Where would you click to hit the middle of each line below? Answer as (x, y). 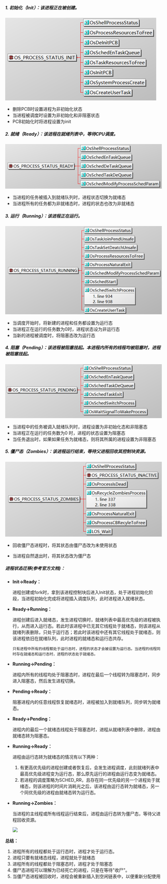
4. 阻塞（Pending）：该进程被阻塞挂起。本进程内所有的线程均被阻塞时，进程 (83, 348)
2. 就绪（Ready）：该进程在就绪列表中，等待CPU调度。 (62, 134)
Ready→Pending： (32, 719)
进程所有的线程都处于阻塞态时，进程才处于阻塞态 (62, 864)
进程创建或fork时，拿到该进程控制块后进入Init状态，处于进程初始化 (81, 592)
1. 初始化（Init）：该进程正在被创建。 (42, 7)
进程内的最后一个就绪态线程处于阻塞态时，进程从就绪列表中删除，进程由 (86, 730)
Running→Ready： (32, 746)
